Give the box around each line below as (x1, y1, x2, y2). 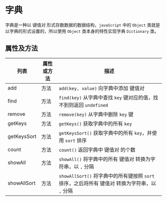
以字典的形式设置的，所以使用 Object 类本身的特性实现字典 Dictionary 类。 (5, 28, 159, 34)
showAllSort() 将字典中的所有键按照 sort (59, 172, 155, 179)
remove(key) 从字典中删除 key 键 (59, 110, 134, 117)
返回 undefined (74, 101, 108, 108)
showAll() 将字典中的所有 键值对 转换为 (59, 155, 151, 162)
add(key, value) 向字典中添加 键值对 (59, 85, 145, 92)
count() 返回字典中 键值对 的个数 (59, 146, 136, 153)
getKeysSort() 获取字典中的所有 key (59, 129, 143, 136)
